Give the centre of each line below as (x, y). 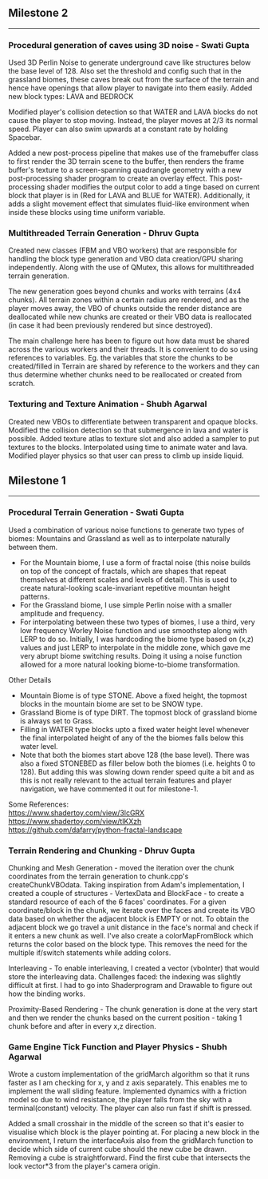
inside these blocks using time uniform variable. (87, 213)
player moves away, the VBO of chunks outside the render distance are (125, 309)
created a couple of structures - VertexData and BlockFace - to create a (126, 894)
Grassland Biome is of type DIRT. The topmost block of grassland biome (138, 712)
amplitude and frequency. (62, 613)
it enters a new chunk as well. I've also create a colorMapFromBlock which (131, 936)
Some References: (39, 804)
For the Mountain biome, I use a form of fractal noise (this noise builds (135, 562)
